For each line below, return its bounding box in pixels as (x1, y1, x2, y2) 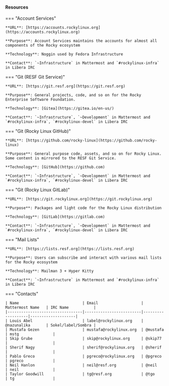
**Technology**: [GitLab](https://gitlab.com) (5, 215, 105, 220)
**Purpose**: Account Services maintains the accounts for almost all (5, 39, 157, 44)
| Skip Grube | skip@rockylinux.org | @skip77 (5, 336, 162, 341)
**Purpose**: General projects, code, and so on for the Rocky (5, 93, 142, 98)
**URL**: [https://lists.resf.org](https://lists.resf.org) (5, 247, 135, 252)
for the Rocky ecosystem (5, 260, 58, 265)
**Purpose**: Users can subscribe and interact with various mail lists (5, 255, 162, 261)
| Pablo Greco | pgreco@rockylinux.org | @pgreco (5, 354, 162, 359)
